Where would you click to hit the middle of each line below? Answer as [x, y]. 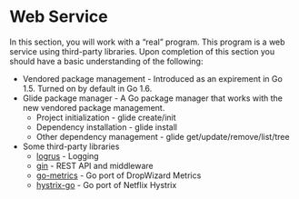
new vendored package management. [94, 107]
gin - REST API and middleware [95, 165]
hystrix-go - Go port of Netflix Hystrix [106, 184]
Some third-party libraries [71, 146]
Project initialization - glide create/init [106, 117]
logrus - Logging [67, 155]
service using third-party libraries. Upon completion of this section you [142, 51]
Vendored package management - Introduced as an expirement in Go [153, 78]
